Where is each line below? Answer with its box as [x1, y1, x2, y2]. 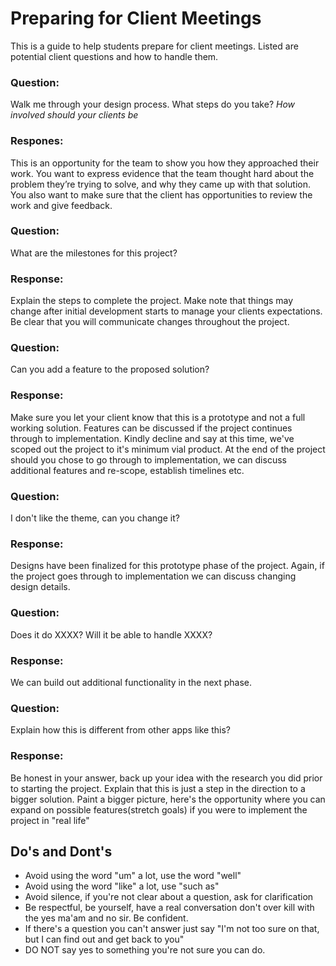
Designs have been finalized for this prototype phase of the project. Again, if [10, 560, 325, 572]
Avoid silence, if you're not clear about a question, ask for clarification [24, 891, 314, 903]
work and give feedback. [10, 199, 113, 211]
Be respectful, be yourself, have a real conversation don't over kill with [24, 902, 315, 914]
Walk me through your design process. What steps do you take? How [10, 98, 295, 111]
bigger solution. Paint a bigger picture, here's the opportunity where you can [10, 793, 326, 805]
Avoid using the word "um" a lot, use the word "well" [24, 870, 242, 882]
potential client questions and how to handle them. [10, 50, 219, 62]
